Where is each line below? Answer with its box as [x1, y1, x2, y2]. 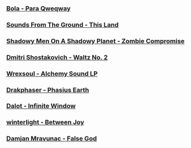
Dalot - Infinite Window [6, 102, 76, 110]
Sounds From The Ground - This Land [6, 20, 119, 29]
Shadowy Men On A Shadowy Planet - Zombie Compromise [6, 36, 185, 45]
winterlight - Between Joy [6, 118, 85, 127]
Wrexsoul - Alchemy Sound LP [6, 69, 98, 78]
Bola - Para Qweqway [6, 4, 71, 13]
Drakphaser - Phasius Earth [6, 86, 89, 94]
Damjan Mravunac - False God [6, 135, 97, 143]
